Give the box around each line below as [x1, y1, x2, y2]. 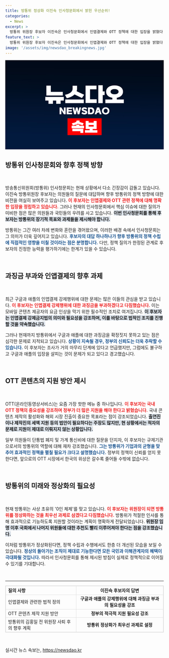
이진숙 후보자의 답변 [100, 587, 139, 593]
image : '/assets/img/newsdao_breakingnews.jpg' [5, 45, 107, 50]
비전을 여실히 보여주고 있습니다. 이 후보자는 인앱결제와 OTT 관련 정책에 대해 [5, 197, 152, 204]
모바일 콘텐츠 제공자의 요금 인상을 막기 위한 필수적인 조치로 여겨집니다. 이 [5, 308, 149, 315]
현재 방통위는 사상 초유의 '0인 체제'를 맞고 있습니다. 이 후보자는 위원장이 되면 [5, 506, 155, 512]
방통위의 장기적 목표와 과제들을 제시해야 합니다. [18, 216, 111, 222]
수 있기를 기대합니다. [5, 560, 46, 567]
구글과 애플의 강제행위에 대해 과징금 [80, 595, 150, 602]
